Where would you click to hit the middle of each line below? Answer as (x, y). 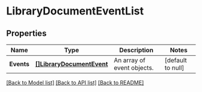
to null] (174, 68)
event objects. (134, 68)
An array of (130, 60)
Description (136, 50)
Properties (26, 33)
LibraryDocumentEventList (75, 11)
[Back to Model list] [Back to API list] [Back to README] (75, 83)
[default (176, 60)
